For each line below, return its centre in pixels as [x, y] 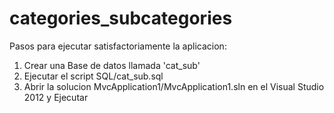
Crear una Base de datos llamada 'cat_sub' [112, 65]
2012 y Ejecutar [56, 97]
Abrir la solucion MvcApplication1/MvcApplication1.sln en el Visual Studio [174, 86]
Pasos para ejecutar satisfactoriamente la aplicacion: [118, 46]
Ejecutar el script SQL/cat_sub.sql [93, 76]
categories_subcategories [121, 18]
